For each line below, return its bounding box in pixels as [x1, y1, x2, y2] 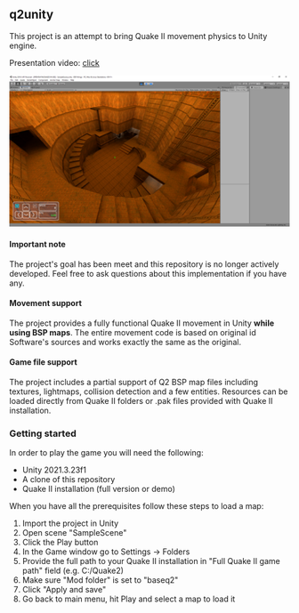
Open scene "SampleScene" [21, 528, 127, 538]
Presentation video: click [9, 57, 100, 68]
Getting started [9, 427, 77, 440]
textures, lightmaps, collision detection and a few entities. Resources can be [9, 386, 288, 397]
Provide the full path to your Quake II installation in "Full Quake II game [21, 556, 280, 567]
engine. [9, 40, 37, 51]
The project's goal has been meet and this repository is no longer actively [9, 258, 279, 270]
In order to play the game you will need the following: [9, 448, 204, 458]
